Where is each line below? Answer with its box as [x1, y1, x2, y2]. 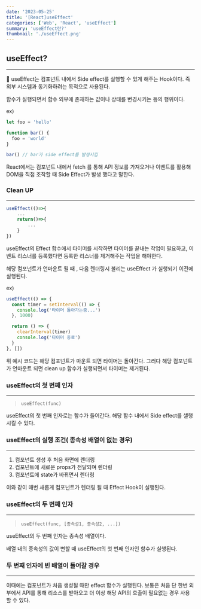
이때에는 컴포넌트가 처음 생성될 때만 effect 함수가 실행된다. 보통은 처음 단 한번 [6, 581, 188, 589]
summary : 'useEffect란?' [6, 25, 67, 32]
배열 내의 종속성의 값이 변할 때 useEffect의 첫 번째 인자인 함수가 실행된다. [6, 545, 178, 552]
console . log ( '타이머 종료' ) [17, 334, 81, 341]
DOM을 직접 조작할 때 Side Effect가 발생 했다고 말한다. [6, 171, 135, 178]
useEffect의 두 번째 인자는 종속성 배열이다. [6, 532, 106, 539]
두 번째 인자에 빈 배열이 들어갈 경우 [6, 561, 100, 570]
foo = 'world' [11, 135, 47, 141]
